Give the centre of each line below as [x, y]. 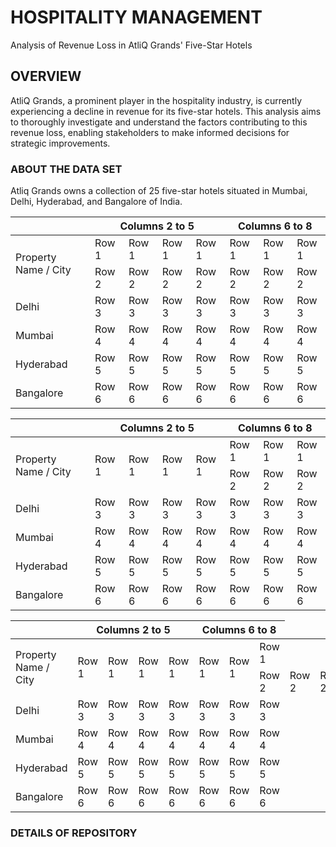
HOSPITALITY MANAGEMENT [136, 17]
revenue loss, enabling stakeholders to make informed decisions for [150, 132]
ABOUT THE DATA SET [66, 169]
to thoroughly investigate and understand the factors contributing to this [159, 122]
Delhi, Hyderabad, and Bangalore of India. [96, 202]
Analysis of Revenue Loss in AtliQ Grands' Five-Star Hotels [131, 45]
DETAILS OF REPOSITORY [74, 833]
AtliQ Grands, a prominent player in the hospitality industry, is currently [156, 100]
